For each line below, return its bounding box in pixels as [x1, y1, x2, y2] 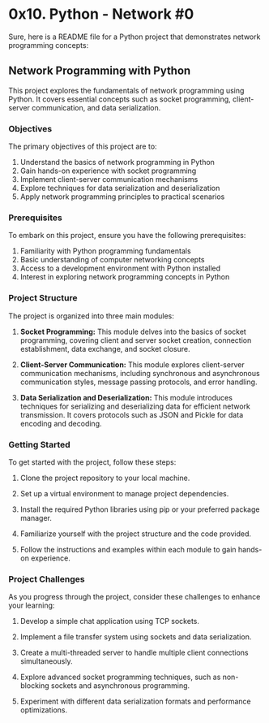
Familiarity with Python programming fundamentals [19, 246, 192, 256]
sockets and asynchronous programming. [51, 681, 190, 691]
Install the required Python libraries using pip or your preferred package [19, 504, 260, 514]
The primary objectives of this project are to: [8, 141, 157, 151]
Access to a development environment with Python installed [19, 263, 221, 273]
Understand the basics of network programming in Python [19, 158, 215, 167]
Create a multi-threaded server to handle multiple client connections [19, 647, 249, 658]
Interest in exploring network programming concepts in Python [19, 272, 230, 282]
